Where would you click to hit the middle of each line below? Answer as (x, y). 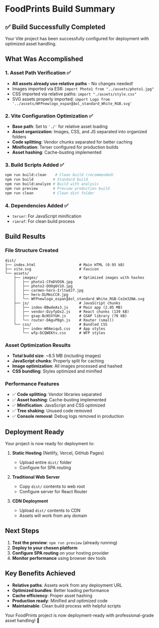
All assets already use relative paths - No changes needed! (73, 83)
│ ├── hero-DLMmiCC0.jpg (41, 295)
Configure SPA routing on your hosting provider (61, 553)
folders (19, 137)
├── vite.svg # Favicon (52, 269)
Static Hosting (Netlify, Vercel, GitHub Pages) (58, 453)
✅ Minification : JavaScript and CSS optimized (59, 405)
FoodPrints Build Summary (60, 9)
